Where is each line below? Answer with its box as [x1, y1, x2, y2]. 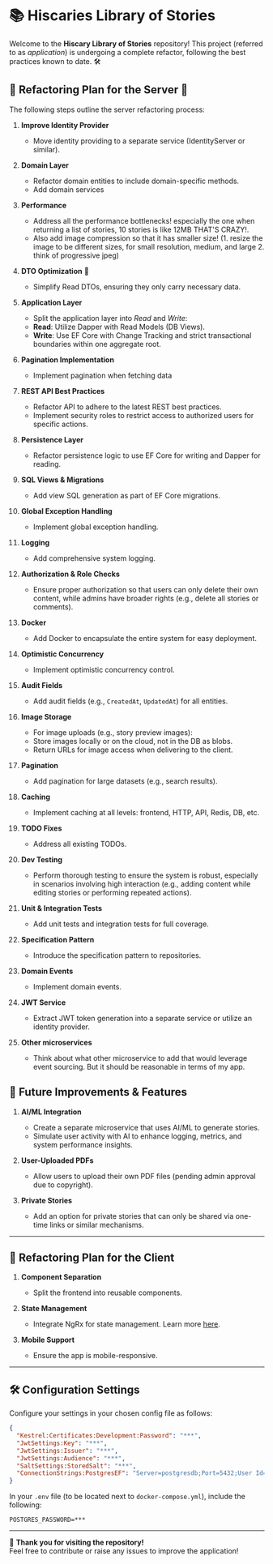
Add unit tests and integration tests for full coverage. [32, 919, 209, 929]
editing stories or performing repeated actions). [32, 887, 193, 897]
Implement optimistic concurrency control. [32, 664, 175, 674]
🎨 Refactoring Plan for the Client [9, 1250, 175, 1264]
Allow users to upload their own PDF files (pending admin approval [32, 1171, 256, 1181]
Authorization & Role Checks [20, 569, 121, 579]
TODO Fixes [20, 823, 62, 833]
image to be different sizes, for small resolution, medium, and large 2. [32, 241, 265, 251]
